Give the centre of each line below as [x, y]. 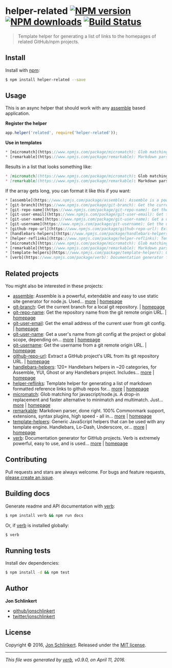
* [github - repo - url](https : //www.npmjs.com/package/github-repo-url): [82, 229]
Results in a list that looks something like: [49, 167]
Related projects [32, 273]
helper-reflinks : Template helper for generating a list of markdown [82, 383]
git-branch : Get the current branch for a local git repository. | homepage [89, 307]
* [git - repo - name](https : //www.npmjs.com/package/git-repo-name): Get [82, 210]
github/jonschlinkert [34, 611]
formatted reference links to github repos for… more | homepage [81, 389]
